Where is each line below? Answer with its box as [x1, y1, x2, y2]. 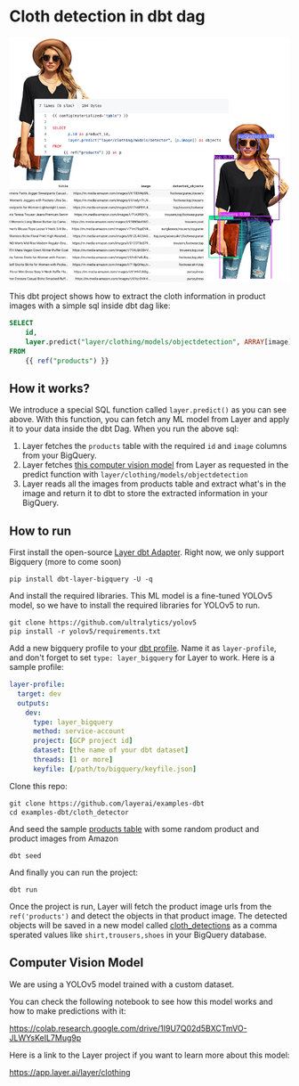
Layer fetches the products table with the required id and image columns [21, 441, 287, 452]
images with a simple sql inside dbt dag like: [9, 300, 171, 311]
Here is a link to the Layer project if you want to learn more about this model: [9, 1049, 290, 1060]
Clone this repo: [9, 780, 69, 791]
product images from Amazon [9, 833, 118, 844]
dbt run [9, 885, 38, 894]
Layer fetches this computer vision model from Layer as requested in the [21, 460, 289, 470]
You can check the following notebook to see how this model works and [9, 996, 273, 1007]
